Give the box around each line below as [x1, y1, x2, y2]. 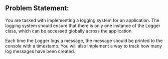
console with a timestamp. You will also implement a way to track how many [5, 42, 162, 49]
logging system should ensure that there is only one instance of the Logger [5, 22, 160, 28]
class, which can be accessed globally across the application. [5, 27, 133, 34]
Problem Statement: [5, 4, 69, 12]
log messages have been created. [5, 48, 75, 54]
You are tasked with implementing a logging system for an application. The [5, 17, 159, 23]
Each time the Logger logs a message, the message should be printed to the [5, 37, 163, 43]
